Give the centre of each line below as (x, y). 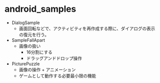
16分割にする (39, 52)
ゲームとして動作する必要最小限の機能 (57, 76)
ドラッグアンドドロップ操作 (54, 58)
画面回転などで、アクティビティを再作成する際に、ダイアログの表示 (87, 28)
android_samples (40, 9)
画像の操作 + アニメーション (47, 69)
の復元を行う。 (34, 34)
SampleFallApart (28, 40)
